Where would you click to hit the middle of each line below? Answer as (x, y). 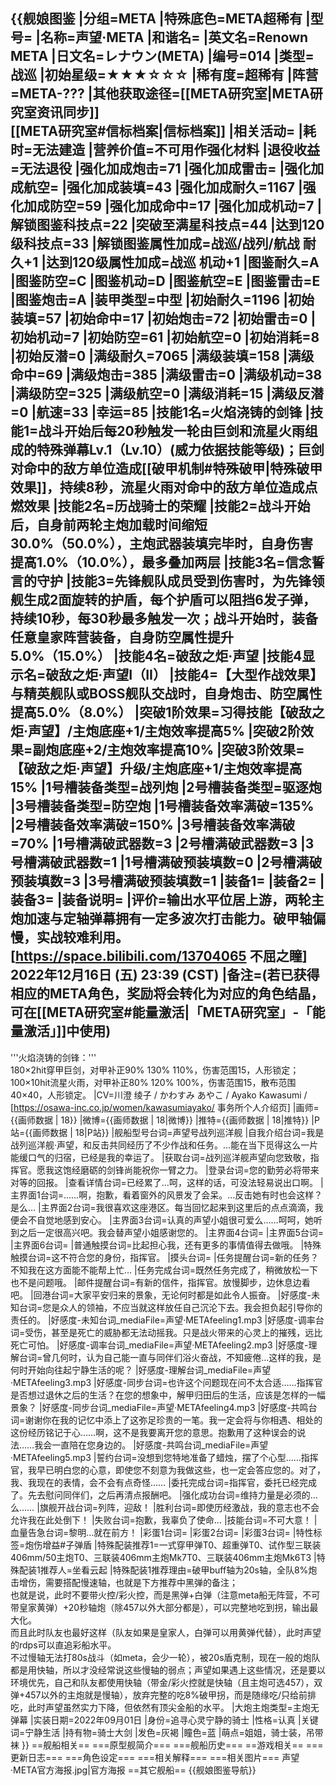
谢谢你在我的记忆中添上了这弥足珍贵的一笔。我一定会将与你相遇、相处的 (173, 1420)
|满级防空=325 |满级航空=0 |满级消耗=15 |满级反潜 (167, 394)
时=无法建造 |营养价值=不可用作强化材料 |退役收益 (165, 150)
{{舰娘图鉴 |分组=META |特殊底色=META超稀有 (156, 19)
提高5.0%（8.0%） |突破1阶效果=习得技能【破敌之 (167, 712)
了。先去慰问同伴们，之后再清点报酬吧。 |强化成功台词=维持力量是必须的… (164, 1495)
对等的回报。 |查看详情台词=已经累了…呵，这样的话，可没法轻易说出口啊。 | (167, 1182)
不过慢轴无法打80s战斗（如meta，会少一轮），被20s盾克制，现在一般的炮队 (165, 1657)
